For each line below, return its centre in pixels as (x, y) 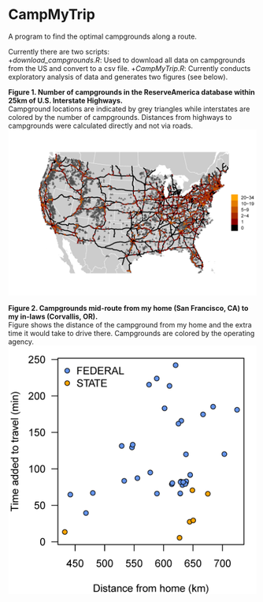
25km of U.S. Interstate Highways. (66, 100)
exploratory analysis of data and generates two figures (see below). (118, 77)
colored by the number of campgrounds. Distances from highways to (120, 117)
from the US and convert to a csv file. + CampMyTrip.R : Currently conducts (130, 68)
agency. (21, 342)
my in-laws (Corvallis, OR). (53, 316)
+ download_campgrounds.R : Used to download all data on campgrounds (127, 60)
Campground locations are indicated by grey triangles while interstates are (129, 109)
